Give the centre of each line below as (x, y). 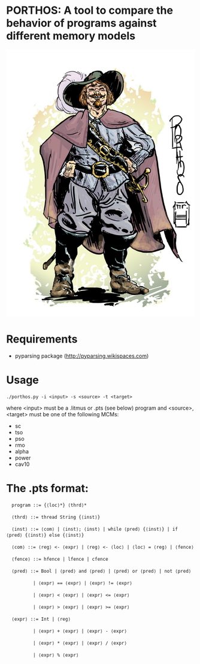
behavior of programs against (81, 23)
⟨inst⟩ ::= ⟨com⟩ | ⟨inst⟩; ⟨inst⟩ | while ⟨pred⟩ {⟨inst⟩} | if (95, 529)
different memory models (71, 36)
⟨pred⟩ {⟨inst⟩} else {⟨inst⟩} (45, 535)
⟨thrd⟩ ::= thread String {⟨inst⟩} (56, 517)
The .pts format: (47, 488)
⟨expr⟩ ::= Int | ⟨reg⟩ (41, 619)
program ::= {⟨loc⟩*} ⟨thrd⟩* (49, 505)
